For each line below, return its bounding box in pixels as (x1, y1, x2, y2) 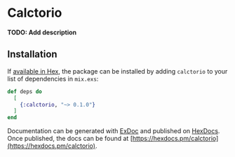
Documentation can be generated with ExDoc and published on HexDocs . (7, 127, 220, 135)
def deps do (7, 88, 42, 95)
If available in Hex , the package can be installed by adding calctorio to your (7, 67, 228, 75)
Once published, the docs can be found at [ (7, 135, 133, 143)
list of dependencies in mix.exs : (7, 74, 99, 83)
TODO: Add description (7, 28, 77, 36)
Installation (7, 48, 58, 60)
